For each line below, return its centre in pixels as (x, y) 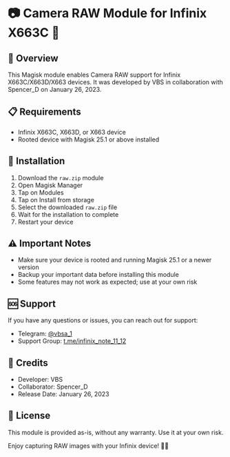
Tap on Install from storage (56, 200)
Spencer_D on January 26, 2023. (55, 89)
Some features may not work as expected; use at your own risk (107, 282)
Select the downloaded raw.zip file (67, 207)
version (29, 267)
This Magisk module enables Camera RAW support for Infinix (94, 75)
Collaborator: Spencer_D (53, 387)
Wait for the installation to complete (68, 214)
